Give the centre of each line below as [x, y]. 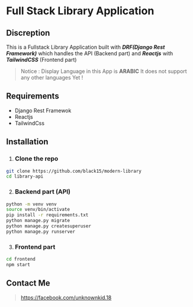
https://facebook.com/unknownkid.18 [66, 297]
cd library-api [25, 176]
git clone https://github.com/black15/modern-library [74, 171]
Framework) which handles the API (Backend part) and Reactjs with [90, 53]
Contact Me [28, 283]
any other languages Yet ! [52, 77]
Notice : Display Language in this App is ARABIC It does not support [104, 71]
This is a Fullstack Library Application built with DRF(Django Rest [86, 47]
